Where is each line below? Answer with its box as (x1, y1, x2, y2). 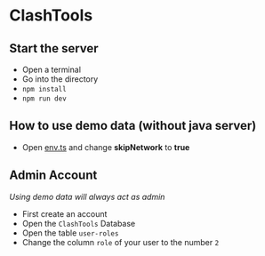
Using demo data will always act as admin (9, 191, 165, 202)
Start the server (9, 41, 100, 56)
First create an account (21, 208, 108, 219)
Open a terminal (21, 64, 82, 75)
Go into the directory (21, 74, 99, 84)
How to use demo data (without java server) (9, 118, 257, 133)
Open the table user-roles (21, 228, 119, 238)
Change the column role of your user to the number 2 (21, 236, 220, 247)
